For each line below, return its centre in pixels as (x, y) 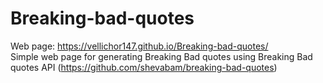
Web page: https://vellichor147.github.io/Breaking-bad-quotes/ (139, 46)
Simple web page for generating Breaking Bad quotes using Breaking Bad (161, 56)
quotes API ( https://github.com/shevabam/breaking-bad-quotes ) (144, 67)
